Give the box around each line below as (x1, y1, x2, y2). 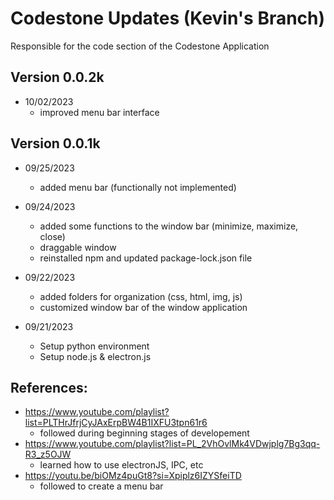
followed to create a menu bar (39, 480, 164, 492)
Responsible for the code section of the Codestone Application (10, 40, 270, 52)
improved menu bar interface (39, 106, 160, 118)
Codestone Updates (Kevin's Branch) (10, 7, 326, 30)
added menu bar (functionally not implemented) (39, 181, 237, 193)
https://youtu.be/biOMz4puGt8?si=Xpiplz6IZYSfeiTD (24, 470, 242, 482)
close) (39, 230, 66, 242)
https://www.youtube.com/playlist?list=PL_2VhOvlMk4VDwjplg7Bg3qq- (24, 438, 321, 450)
